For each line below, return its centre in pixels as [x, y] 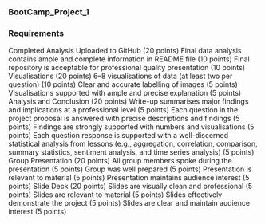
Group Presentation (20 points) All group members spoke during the [121, 161]
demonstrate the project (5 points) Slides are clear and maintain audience [129, 203]
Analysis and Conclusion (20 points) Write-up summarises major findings [129, 101]
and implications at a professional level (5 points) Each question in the [123, 110]
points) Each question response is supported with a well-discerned [119, 136]
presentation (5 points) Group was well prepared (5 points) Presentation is [130, 169]
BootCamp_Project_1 [49, 12]
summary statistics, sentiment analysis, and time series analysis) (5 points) [131, 152]
